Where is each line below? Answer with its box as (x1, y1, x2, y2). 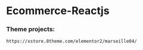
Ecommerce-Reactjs (6, 4, 110, 18)
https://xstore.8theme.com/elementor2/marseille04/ (6, 38, 137, 45)
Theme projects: (6, 25, 55, 34)
